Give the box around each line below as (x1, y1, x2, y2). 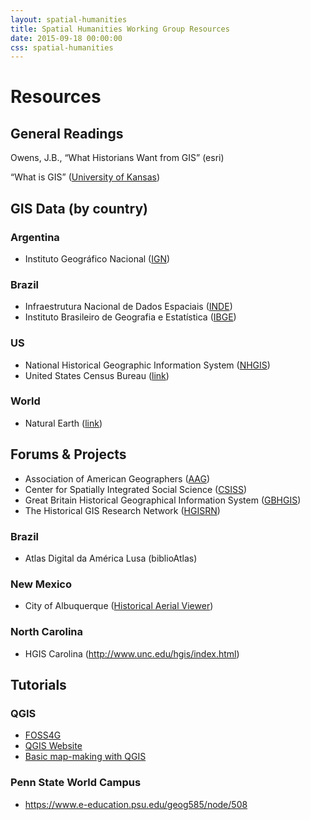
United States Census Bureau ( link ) (24, 369, 170, 381)
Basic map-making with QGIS (24, 751, 147, 763)
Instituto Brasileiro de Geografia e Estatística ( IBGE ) (24, 311, 237, 323)
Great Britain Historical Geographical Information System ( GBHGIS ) (24, 494, 302, 506)
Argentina (10, 230, 60, 244)
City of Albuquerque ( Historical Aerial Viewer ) (24, 600, 214, 612)
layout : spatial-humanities (10, 14, 128, 25)
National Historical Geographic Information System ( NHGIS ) (24, 359, 271, 371)
